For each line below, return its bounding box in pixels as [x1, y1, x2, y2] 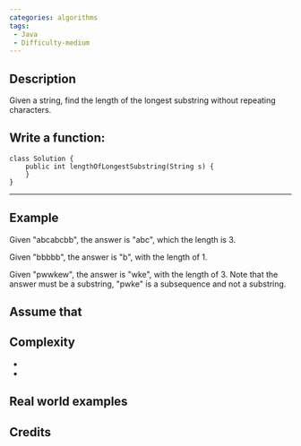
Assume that [9, 304, 82, 320]
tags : [9, 21, 30, 30]
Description [9, 71, 76, 86]
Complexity [9, 335, 76, 350]
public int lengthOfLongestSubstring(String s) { [25, 162, 215, 171]
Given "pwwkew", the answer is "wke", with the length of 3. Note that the [9, 269, 279, 279]
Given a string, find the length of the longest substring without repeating [9, 95, 276, 106]
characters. [9, 105, 52, 116]
